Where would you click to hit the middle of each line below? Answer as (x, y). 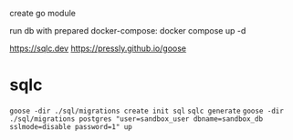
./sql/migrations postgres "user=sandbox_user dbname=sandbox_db (136, 119)
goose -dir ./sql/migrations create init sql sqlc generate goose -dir (147, 111)
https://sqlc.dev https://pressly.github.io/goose (98, 48)
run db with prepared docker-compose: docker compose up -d (128, 30)
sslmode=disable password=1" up (71, 126)
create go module (42, 13)
